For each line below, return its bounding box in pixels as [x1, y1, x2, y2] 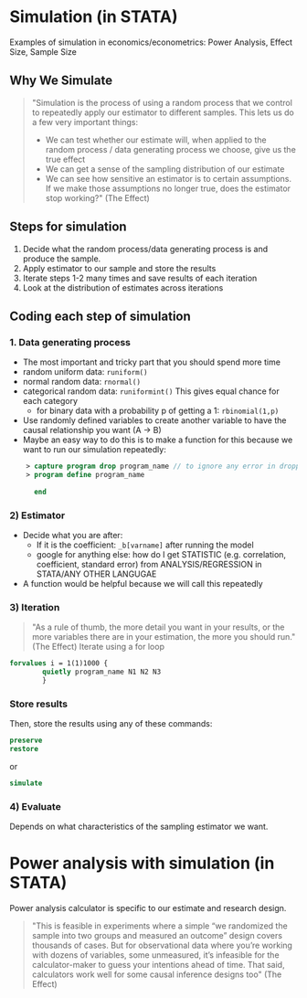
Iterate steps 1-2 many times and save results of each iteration [22, 272, 258, 283]
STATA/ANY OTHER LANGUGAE [36, 568, 157, 579]
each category [22, 396, 79, 407]
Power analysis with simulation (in [9, 853, 275, 874]
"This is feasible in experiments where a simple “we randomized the [31, 920, 288, 931]
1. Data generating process [9, 335, 131, 348]
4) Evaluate [9, 800, 61, 812]
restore [9, 745, 39, 754]
